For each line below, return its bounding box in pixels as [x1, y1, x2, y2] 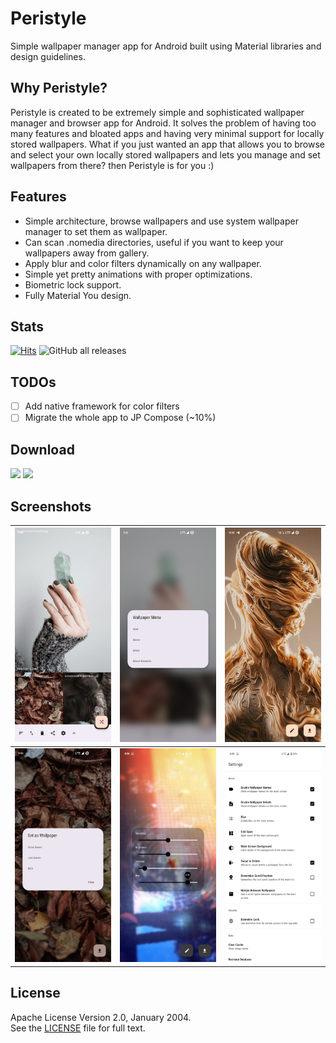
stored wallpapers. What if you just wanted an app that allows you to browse [10, 138, 325, 150]
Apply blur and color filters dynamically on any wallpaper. [24, 257, 262, 269]
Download [10, 441, 75, 458]
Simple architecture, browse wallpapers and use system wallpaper [24, 215, 299, 227]
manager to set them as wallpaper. [24, 225, 168, 237]
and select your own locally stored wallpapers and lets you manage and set [10, 148, 321, 161]
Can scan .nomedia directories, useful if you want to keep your [24, 236, 284, 248]
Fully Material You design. [24, 289, 132, 301]
